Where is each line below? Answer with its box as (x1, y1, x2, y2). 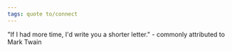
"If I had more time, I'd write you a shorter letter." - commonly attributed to (7, 30, 226, 38)
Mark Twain (7, 37, 42, 46)
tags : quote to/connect (7, 10, 78, 18)
